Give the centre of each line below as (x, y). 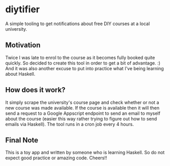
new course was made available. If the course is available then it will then (82, 108)
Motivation (23, 45)
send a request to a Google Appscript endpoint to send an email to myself (83, 113)
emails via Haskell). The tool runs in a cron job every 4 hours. (70, 124)
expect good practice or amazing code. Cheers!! (56, 158)
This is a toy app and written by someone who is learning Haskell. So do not (85, 153)
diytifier (22, 9)
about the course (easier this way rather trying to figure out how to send (81, 118)
